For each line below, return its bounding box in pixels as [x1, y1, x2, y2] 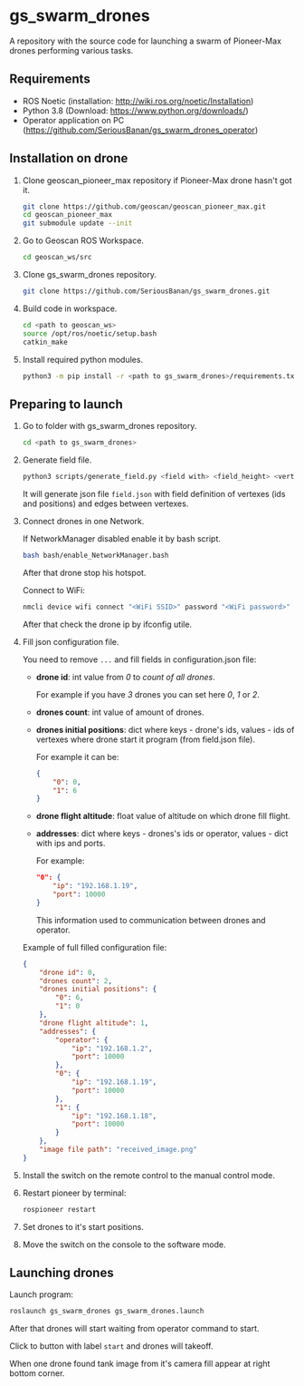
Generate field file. [22, 454, 92, 465]
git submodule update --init [22, 219, 133, 228]
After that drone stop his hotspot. [22, 567, 147, 578]
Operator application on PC [22, 114, 125, 125]
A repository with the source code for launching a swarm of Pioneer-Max [9, 35, 282, 46]
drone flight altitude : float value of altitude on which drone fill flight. [35, 811, 291, 822]
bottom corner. [9, 1368, 65, 1379]
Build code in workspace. [22, 303, 118, 314]
